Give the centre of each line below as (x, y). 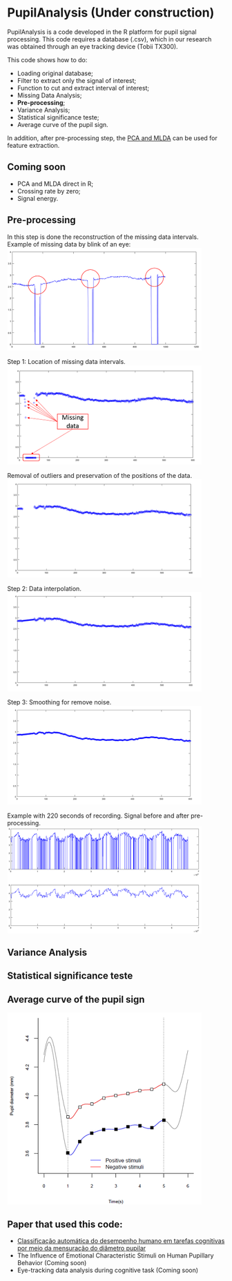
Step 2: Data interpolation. (44, 588)
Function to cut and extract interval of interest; (83, 88)
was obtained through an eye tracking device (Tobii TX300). (93, 46)
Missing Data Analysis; (49, 95)
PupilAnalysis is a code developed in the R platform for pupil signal (102, 32)
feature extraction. (33, 145)
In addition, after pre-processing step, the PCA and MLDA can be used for (112, 138)
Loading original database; (55, 73)
